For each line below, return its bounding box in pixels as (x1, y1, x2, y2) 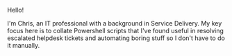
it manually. (7, 41, 40, 49)
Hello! (7, 6, 24, 14)
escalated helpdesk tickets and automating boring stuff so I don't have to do (7, 34, 226, 42)
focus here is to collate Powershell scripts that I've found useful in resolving (7, 27, 224, 35)
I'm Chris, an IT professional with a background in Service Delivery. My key (7, 19, 222, 27)
